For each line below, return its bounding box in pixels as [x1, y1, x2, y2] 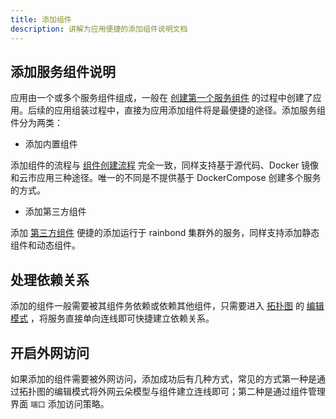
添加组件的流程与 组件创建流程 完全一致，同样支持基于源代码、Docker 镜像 [10, 159, 320, 171]
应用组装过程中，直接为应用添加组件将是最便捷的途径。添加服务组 [53, 104, 326, 116]
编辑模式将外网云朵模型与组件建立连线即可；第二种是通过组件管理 [53, 385, 326, 397]
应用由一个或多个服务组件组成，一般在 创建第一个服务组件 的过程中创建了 [10, 92, 313, 104]
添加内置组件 [24, 138, 78, 150]
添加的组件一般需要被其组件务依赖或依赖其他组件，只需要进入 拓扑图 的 [10, 300, 305, 312]
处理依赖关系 [10, 271, 90, 288]
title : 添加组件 [10, 14, 72, 25]
